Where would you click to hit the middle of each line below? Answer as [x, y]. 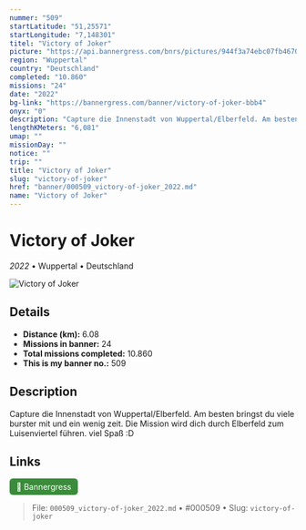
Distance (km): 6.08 [61, 334]
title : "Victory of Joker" [61, 170]
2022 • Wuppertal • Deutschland [71, 266]
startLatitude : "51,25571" [61, 26]
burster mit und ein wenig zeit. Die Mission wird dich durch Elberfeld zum [147, 423]
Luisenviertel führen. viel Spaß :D [72, 433]
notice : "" [30, 153]
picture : [26, 52]
